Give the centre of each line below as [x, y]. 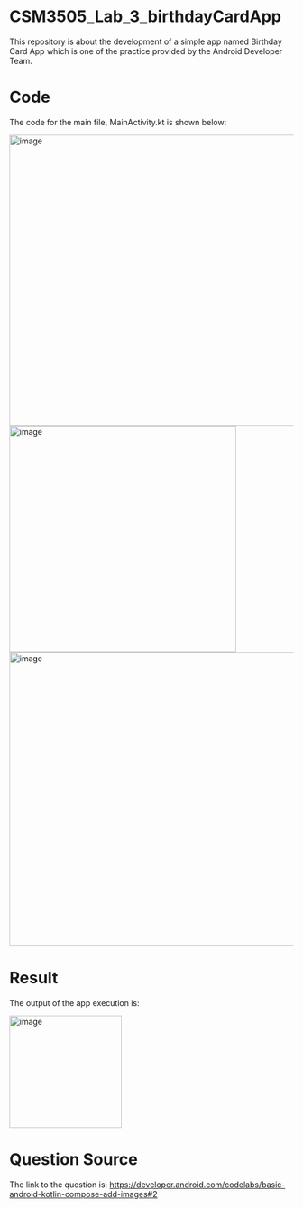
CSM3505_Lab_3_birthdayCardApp [146, 17]
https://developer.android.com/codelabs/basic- [197, 1185]
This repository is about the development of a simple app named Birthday [146, 41]
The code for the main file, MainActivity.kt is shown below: [118, 122]
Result [34, 978]
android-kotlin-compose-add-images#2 [83, 1194]
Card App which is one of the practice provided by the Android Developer [146, 51]
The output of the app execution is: [74, 1002]
